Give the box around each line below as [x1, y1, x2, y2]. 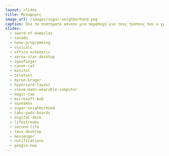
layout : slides [5, 7, 37, 13]
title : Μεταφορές [5, 12, 42, 17]
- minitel [10, 68, 30, 73]
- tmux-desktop [10, 129, 42, 134]
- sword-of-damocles [10, 31, 53, 36]
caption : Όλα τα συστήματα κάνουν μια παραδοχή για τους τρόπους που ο [5, 21, 158, 27]
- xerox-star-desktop [10, 54, 55, 59]
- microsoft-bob [10, 96, 44, 101]
